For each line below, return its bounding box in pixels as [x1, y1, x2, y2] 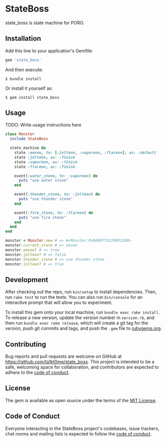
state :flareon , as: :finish [14, 164, 75, 169]
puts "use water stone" [18, 178, 69, 183]
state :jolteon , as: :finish [14, 155, 75, 160]
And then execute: [5, 67, 43, 73]
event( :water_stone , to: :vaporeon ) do [14, 173, 98, 178]
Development [5, 275, 49, 284]
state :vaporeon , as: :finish [14, 159, 78, 164]
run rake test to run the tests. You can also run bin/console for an [5, 294, 143, 300]
